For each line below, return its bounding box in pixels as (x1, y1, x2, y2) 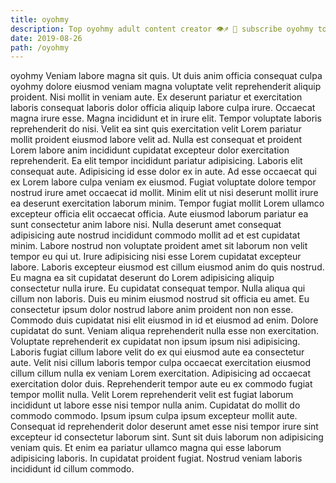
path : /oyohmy (10, 42, 70, 53)
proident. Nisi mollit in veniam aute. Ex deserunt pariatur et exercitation (10, 91, 303, 103)
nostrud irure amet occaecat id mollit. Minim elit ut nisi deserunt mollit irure (10, 187, 319, 199)
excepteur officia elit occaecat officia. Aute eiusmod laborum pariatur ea (10, 208, 309, 220)
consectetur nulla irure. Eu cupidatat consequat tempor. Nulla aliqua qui (10, 282, 306, 295)
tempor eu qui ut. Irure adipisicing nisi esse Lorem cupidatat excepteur (10, 251, 302, 263)
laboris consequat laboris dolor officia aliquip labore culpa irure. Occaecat (10, 102, 316, 114)
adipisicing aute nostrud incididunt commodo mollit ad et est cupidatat (10, 229, 301, 241)
